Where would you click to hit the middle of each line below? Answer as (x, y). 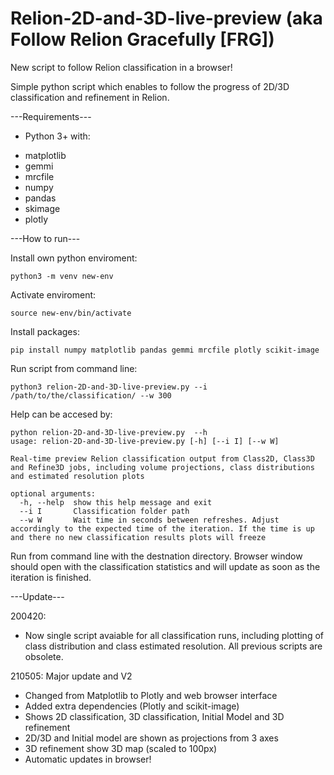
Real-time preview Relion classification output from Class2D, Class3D (162, 458)
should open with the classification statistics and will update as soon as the (165, 566)
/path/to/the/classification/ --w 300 (91, 395)
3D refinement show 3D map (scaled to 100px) (121, 748)
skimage (42, 208)
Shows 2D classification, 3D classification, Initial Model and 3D (154, 716)
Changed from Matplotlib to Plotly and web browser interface (151, 695)
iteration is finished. (51, 577)
